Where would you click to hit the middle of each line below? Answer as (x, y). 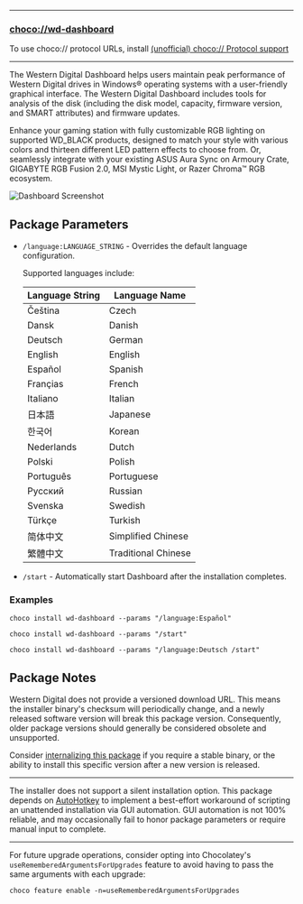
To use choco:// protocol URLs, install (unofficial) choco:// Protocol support (149, 49)
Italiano (42, 399)
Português (49, 476)
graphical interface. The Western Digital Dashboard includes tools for (138, 94)
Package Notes (53, 678)
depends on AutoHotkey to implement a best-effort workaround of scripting (150, 800)
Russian (125, 491)
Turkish (125, 521)
